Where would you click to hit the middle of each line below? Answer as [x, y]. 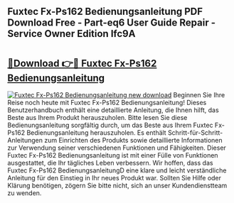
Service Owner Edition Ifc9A [71, 34]
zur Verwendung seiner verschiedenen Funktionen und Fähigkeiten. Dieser [117, 148]
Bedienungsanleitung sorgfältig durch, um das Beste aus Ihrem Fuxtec [110, 125]
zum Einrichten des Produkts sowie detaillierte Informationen [133, 140]
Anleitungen [25, 140]
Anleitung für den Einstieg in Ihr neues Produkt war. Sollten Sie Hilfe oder [115, 178]
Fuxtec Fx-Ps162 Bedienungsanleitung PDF [105, 12]
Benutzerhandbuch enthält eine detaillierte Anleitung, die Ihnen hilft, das [113, 110]
